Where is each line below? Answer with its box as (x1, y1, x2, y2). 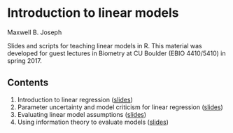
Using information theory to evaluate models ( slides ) (17, 118, 169, 126)
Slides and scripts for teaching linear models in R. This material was (7, 41, 203, 50)
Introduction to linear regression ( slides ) (17, 95, 133, 104)
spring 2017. (7, 56, 42, 64)
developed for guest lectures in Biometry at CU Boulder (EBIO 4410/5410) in (7, 49, 226, 57)
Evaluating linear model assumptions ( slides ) (17, 110, 147, 118)
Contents (7, 77, 49, 89)
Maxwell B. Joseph (7, 28, 62, 36)
